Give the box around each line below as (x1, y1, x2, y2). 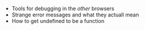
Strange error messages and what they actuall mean (11, 11, 140, 18)
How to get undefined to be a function (11, 18, 105, 24)
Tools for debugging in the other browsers (11, 5, 115, 12)
